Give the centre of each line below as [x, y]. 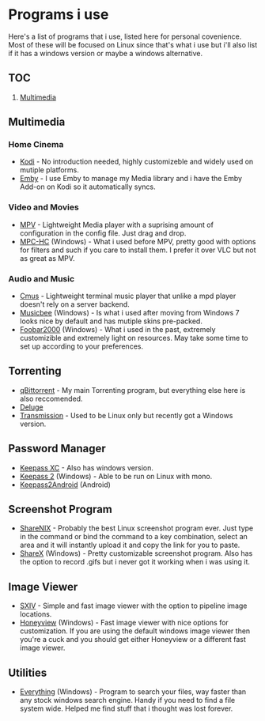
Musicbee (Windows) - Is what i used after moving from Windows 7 [129, 313]
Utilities [28, 672]
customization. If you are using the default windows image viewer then [135, 631]
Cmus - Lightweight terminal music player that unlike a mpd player [128, 296]
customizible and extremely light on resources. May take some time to [134, 338]
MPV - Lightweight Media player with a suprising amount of [116, 225]
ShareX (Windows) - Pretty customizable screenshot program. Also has [136, 553]
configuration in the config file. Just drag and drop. [103, 233]
